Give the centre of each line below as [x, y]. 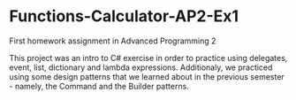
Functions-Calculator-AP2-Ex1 [124, 16]
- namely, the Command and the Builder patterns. [99, 86]
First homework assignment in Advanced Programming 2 [113, 41]
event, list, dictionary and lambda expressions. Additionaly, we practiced [141, 67]
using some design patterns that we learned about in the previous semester [147, 76]
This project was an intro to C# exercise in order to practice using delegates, [148, 58]
